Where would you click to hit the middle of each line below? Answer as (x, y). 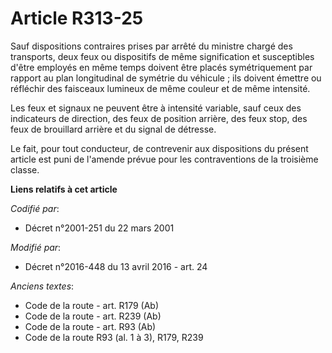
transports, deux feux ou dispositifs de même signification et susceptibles (162, 56)
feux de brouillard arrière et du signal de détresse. (113, 129)
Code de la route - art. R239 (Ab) (93, 316)
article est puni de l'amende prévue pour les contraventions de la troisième (164, 159)
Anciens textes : (42, 286)
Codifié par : (35, 208)
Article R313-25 (77, 18)
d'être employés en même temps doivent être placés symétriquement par (161, 67)
